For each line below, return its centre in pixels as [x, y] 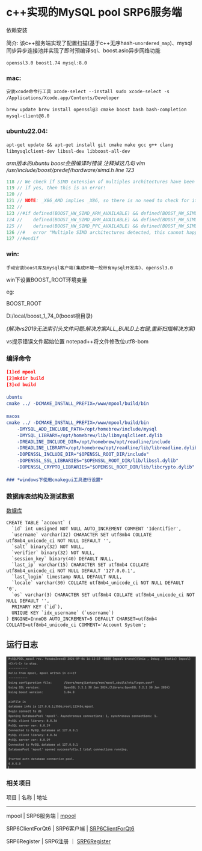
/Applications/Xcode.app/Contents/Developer [63, 98]
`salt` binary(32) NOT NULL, [48, 547]
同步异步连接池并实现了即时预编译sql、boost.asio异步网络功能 [83, 50]
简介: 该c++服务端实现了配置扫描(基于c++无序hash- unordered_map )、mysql [99, 43]
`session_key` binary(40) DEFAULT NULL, [63, 559]
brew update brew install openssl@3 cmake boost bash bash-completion [96, 110]
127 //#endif [23, 239]
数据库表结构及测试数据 [40, 496]
